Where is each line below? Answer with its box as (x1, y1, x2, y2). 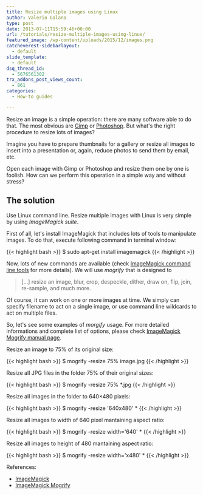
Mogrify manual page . (6, 333, 62, 341)
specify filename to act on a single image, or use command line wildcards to (6, 302, 197, 310)
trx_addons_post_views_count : (6, 77, 83, 83)
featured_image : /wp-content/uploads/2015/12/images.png (6, 37, 154, 43)
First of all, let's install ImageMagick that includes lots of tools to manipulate (6, 230, 196, 237)
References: (6, 463, 36, 471)
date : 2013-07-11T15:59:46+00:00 (6, 26, 91, 32)
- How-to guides (12, 94, 53, 100)
